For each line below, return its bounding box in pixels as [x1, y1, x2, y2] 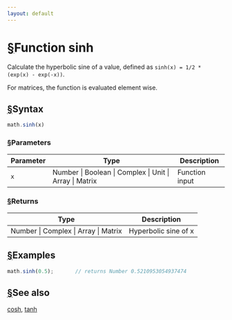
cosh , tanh [7, 305, 38, 314]
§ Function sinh [7, 39, 94, 55]
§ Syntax [7, 103, 43, 114]
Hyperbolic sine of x [128, 226, 195, 235]
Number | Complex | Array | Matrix [10, 226, 122, 235]
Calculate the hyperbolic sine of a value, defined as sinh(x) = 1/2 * [7, 63, 202, 71]
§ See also [7, 287, 50, 299]
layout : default [7, 10, 54, 17]
